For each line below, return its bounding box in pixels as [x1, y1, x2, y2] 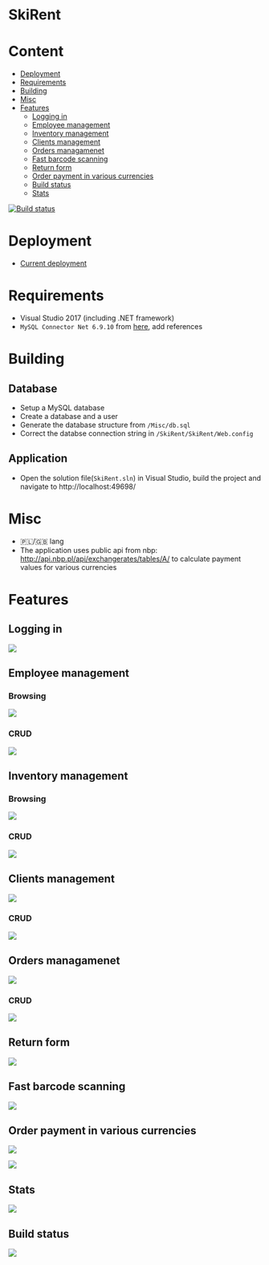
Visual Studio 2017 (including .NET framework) [19, 313, 175, 323]
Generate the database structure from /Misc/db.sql [19, 420, 191, 429]
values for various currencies [19, 562, 117, 571]
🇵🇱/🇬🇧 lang [19, 536, 64, 546]
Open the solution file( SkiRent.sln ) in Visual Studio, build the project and [19, 473, 262, 482]
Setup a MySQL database [19, 403, 105, 413]
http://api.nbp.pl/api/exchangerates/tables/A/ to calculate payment [19, 554, 242, 563]
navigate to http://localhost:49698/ [19, 482, 137, 491]
